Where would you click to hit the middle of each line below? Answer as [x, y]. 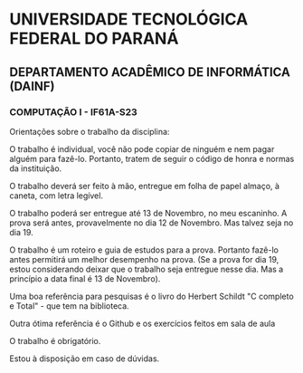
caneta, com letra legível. [57, 196]
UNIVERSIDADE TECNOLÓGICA [129, 19]
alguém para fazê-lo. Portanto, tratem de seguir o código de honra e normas [152, 158]
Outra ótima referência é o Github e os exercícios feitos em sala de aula [142, 323]
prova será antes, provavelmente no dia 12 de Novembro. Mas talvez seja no [151, 223]
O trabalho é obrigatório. [55, 340]
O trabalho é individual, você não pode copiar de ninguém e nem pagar [142, 148]
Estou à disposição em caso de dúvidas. [85, 359]
